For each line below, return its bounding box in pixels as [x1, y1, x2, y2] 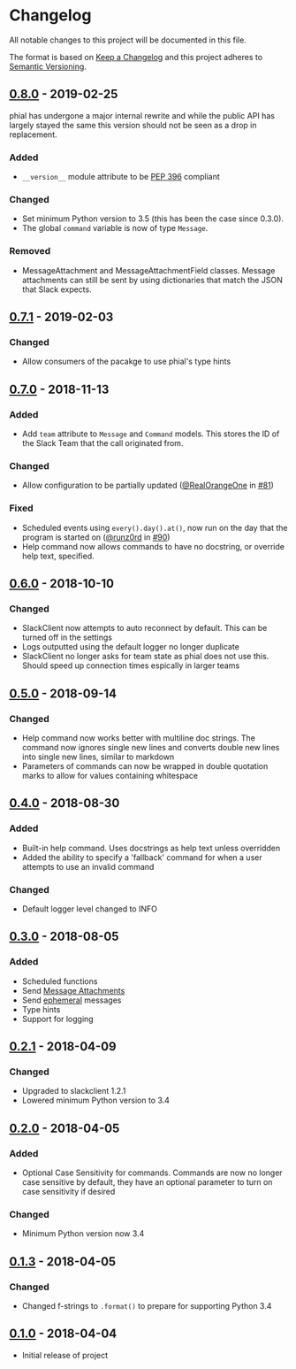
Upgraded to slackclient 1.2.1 [21, 1086, 126, 1096]
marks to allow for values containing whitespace [21, 770, 199, 781]
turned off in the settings [21, 632, 113, 642]
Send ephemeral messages [21, 995, 122, 1005]
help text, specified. [21, 550, 95, 561]
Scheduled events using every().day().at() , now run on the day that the [21, 522, 288, 533]
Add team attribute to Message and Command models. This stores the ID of [21, 428, 280, 439]
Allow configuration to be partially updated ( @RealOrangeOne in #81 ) [21, 480, 274, 491]
